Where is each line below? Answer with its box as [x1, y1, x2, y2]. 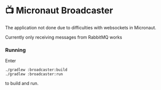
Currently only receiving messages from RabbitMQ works [5, 34, 122, 40]
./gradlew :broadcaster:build [5, 67, 68, 73]
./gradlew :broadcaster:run [5, 72, 63, 77]
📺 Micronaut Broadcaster [5, 5, 113, 16]
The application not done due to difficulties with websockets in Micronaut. [5, 24, 157, 31]
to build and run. [5, 81, 39, 87]
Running [5, 46, 26, 53]
